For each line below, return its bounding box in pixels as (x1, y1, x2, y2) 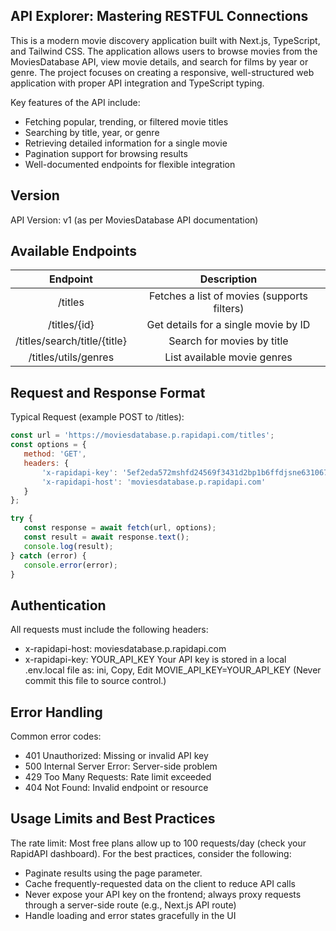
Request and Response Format (10, 384, 206, 401)
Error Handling (10, 704, 103, 721)
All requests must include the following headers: (10, 624, 209, 636)
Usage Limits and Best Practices (10, 810, 216, 828)
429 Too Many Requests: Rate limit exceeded (24, 771, 212, 783)
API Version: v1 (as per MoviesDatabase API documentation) (10, 214, 259, 226)
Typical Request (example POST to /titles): (10, 411, 185, 423)
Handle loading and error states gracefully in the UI (24, 909, 237, 921)
